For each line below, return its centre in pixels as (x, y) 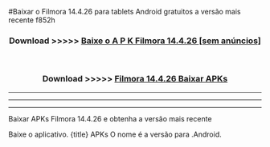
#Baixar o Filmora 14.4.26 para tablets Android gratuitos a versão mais (125, 12)
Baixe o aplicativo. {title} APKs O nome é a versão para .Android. (115, 134)
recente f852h (32, 20)
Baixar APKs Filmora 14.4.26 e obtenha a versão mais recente (110, 118)
